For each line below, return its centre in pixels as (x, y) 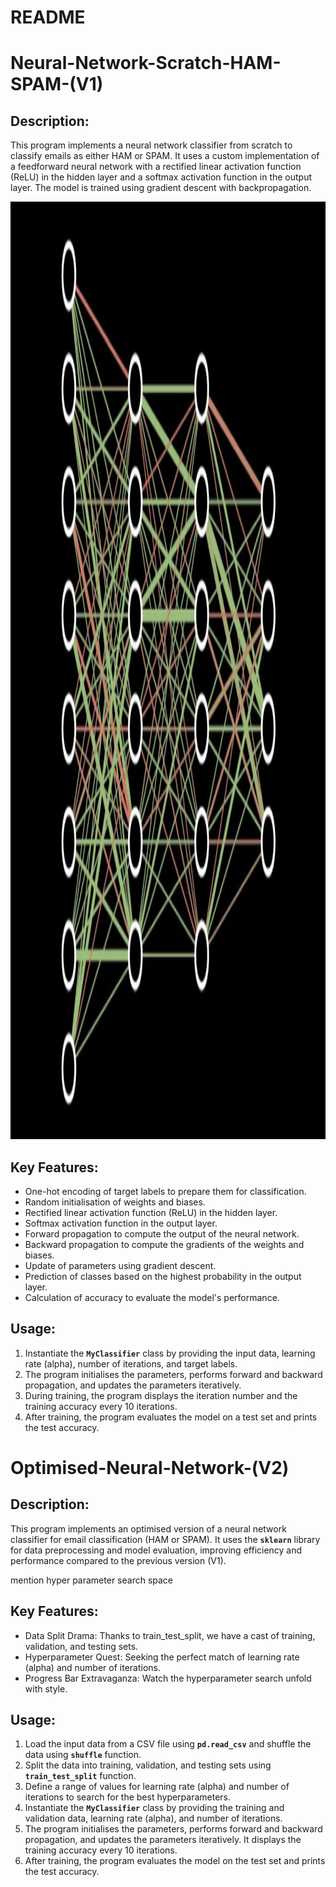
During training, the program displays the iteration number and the (161, 1395)
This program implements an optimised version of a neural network (148, 1528)
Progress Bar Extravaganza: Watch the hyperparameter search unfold (168, 1678)
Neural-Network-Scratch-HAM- (146, 63)
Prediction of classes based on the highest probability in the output (163, 1276)
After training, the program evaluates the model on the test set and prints (175, 1861)
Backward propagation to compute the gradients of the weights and (164, 1244)
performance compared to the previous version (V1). (118, 1560)
